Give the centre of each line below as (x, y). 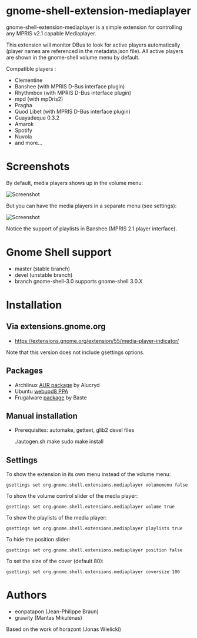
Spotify (23, 130)
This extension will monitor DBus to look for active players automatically (93, 45)
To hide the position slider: (38, 540)
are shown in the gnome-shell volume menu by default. (73, 57)
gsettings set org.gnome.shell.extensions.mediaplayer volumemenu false (97, 485)
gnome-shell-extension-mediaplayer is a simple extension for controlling (94, 27)
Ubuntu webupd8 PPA (41, 391)
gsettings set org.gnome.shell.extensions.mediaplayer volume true (91, 507)
